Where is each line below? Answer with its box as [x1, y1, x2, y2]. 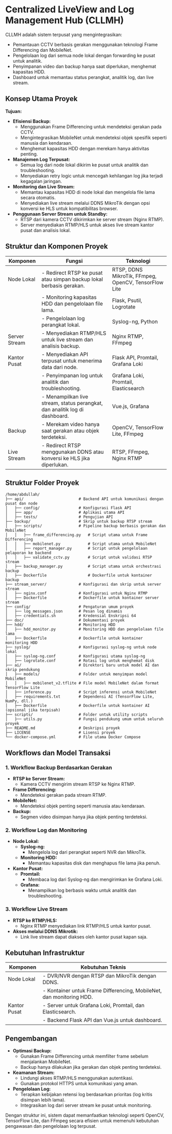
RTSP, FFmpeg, [112, 448, 149, 455]
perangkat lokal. [41, 321, 80, 328]
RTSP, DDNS [112, 266, 143, 273]
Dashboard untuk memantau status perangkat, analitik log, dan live [12, 74, 154, 80]
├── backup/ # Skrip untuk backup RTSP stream [5, 519, 153, 524]
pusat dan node [5, 501, 38, 506]
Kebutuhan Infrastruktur [5, 949, 85, 957]
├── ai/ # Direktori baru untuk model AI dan [5, 663, 159, 668]
